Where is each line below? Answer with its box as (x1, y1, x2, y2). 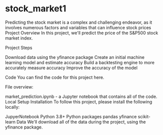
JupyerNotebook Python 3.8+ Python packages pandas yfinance (5, 113, 137, 119)
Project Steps (5, 45, 33, 50)
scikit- (137, 113, 151, 119)
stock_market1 (5, 3, 66, 14)
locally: (5, 104, 20, 110)
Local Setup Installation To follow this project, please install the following (5, 98, 153, 104)
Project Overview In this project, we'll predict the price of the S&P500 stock (5, 30, 159, 36)
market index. (5, 35, 33, 41)
